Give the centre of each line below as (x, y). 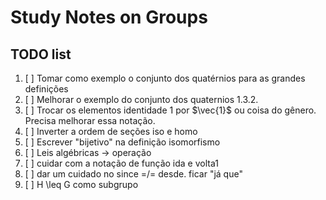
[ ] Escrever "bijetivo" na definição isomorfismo (122, 142)
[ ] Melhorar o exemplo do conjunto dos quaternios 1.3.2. (141, 99)
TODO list (41, 54)
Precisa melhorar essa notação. (90, 120)
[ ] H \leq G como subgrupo (81, 184)
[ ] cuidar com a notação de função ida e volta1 (121, 163)
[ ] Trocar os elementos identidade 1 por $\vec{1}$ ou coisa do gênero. (170, 110)
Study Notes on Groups (109, 17)
